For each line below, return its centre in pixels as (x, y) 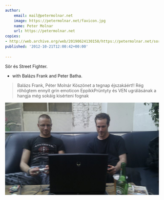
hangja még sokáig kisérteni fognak (53, 96)
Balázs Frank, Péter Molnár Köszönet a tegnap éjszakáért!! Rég (80, 85)
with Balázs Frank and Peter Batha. (47, 75)
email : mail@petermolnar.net (43, 15)
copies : (13, 36)
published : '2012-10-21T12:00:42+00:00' (47, 47)
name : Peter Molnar (34, 26)
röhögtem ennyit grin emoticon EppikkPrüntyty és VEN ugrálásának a (87, 90)
